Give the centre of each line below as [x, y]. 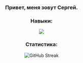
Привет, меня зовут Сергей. [41, 7]
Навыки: [41, 20]
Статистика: [41, 44]
